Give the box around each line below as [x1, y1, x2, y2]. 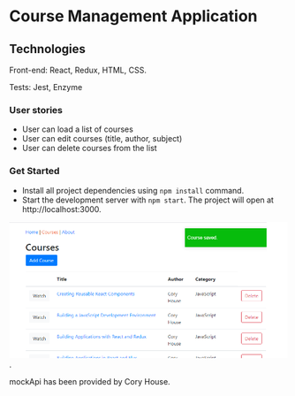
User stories [9, 103, 64, 116]
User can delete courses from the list [21, 143, 157, 154]
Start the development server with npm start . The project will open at [21, 194, 274, 205]
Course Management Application [9, 6, 258, 27]
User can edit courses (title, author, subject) [21, 133, 183, 144]
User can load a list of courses [21, 124, 134, 134]
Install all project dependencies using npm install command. [21, 185, 245, 195]
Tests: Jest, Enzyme [9, 82, 83, 92]
